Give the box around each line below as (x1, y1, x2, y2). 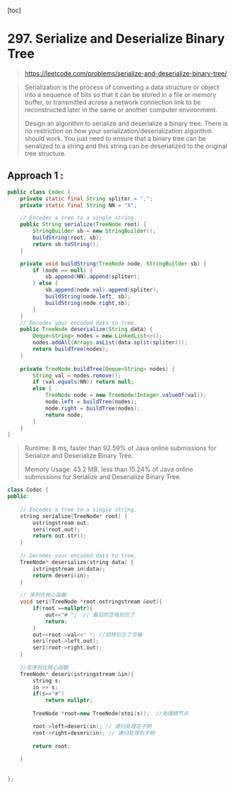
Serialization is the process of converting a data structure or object (24, 83, 219, 91)
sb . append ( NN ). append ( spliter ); (44, 273, 140, 280)
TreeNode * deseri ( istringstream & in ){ (20, 670, 134, 678)
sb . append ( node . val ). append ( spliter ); (44, 287, 159, 294)
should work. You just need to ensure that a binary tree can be (24, 134, 206, 142)
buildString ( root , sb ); (32, 234, 102, 241)
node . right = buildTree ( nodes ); (44, 405, 140, 412)
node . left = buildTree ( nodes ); (44, 398, 138, 405)
